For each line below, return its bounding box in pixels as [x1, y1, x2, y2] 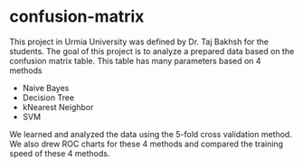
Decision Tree [22, 92, 75, 103]
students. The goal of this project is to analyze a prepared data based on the [9, 45, 295, 56]
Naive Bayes [22, 82, 70, 93]
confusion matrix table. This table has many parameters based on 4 [9, 55, 261, 66]
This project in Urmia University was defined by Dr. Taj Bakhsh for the [9, 36, 270, 47]
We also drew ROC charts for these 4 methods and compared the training [9, 138, 283, 149]
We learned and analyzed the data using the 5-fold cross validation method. [9, 128, 292, 139]
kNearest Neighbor [22, 101, 94, 112]
